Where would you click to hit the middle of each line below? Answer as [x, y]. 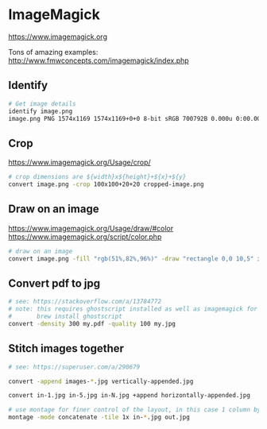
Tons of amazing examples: [53, 52]
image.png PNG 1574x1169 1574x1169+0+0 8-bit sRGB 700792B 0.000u [120, 118]
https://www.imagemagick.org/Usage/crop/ [79, 162]
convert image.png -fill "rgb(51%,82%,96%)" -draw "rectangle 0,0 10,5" [131, 259]
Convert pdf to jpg [54, 283]
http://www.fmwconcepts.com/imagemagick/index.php [99, 60]
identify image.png [41, 111]
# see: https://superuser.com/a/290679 [74, 367]
